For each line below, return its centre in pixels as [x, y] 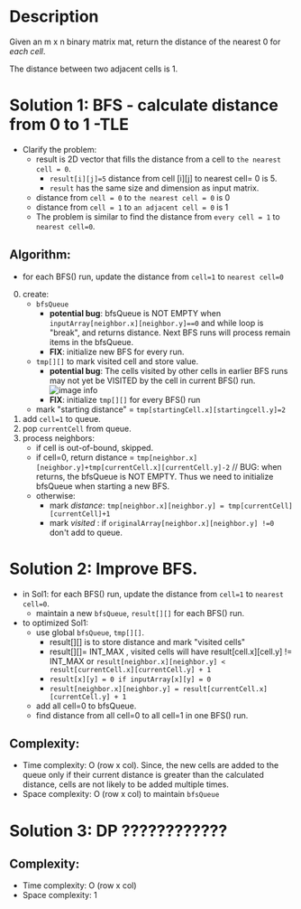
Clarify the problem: [59, 149]
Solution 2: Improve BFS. [104, 569]
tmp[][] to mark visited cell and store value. [117, 361]
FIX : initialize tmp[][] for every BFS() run [125, 399]
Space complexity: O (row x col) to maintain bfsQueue [121, 794]
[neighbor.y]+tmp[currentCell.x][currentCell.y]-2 [133, 467]
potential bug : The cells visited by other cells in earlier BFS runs [169, 370]
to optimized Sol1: [55, 623]
